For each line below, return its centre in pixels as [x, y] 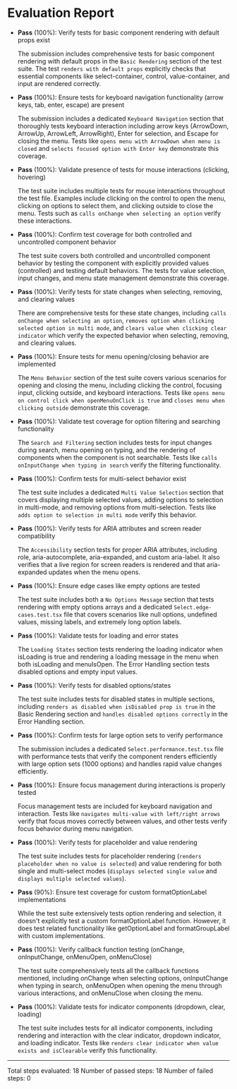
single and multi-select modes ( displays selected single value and [117, 871]
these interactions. [44, 221]
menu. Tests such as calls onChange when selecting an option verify [119, 213]
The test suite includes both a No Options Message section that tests [116, 599]
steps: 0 [19, 1078]
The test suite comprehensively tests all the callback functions [108, 971]
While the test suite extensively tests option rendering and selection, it [120, 913]
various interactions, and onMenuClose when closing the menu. [110, 993]
